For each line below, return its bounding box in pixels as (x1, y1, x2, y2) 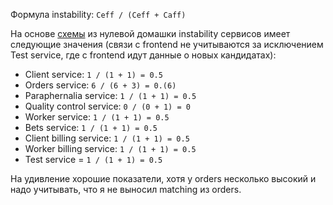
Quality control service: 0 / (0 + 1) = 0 (24, 100, 191, 112)
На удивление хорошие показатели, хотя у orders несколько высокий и (10, 173, 317, 184)
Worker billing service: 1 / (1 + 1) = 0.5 (24, 143, 197, 154)
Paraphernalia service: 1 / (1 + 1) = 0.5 (24, 90, 197, 101)
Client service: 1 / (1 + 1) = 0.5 (24, 69, 163, 80)
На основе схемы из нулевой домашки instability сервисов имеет (10, 28, 291, 39)
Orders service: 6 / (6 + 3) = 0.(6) (24, 79, 177, 91)
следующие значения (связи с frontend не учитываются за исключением (10, 39, 324, 50)
